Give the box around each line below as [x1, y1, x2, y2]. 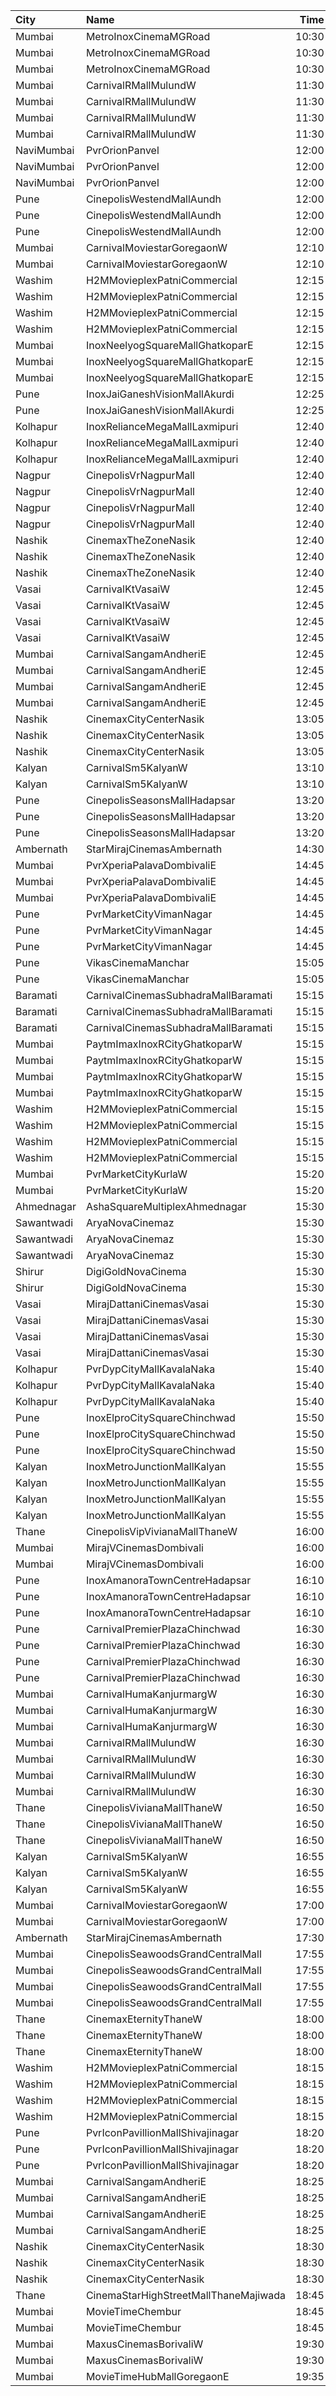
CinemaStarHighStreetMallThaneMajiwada [85, 2289, 287, 2302]
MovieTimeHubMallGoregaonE [85, 2370, 230, 2383]
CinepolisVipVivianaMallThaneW [85, 1525, 238, 1538]
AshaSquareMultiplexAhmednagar [85, 1200, 247, 1213]
